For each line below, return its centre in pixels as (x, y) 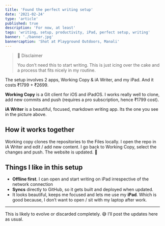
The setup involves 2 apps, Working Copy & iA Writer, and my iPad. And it (79, 79)
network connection (32, 184)
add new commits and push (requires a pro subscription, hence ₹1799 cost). (82, 100)
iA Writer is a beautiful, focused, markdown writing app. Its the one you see (82, 109)
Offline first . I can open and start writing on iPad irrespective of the (80, 179)
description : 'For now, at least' (41, 28)
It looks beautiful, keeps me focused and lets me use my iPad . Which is (84, 195)
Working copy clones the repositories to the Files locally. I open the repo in (81, 141)
